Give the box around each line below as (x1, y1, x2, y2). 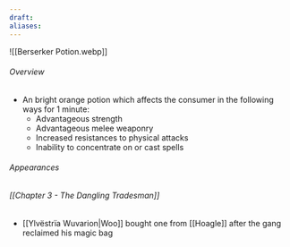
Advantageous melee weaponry (35, 123, 154, 133)
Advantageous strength (35, 113, 123, 123)
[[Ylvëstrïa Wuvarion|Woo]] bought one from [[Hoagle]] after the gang (21, 217, 282, 228)
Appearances (9, 162, 60, 173)
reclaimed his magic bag (21, 227, 114, 238)
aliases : (9, 21, 42, 30)
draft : (9, 13, 34, 22)
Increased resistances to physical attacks (35, 132, 189, 143)
